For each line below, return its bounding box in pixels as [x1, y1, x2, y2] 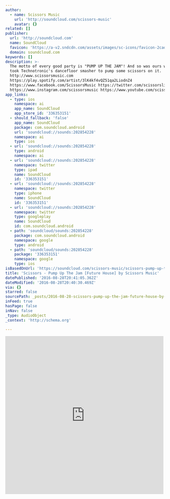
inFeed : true [5, 299, 33, 304]
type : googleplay [14, 214, 51, 219]
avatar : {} [14, 21, 37, 27]
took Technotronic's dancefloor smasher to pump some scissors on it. [10, 69, 162, 74]
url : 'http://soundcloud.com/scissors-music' [14, 17, 112, 22]
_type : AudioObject [5, 313, 47, 318]
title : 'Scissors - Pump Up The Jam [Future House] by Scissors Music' [5, 270, 159, 276]
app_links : [5, 92, 28, 97]
